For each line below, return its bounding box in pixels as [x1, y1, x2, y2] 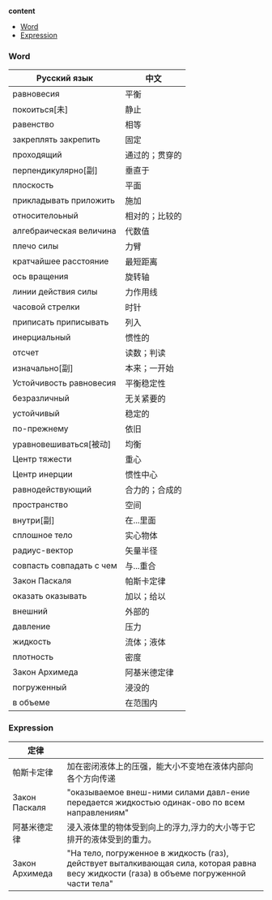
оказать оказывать [12, 591, 87, 602]
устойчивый [12, 408, 61, 420]
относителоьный [12, 210, 79, 222]
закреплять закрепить [12, 134, 101, 145]
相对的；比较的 [125, 210, 182, 222]
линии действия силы [12, 286, 98, 298]
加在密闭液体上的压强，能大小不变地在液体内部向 [66, 760, 253, 772]
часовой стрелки [12, 301, 80, 312]
